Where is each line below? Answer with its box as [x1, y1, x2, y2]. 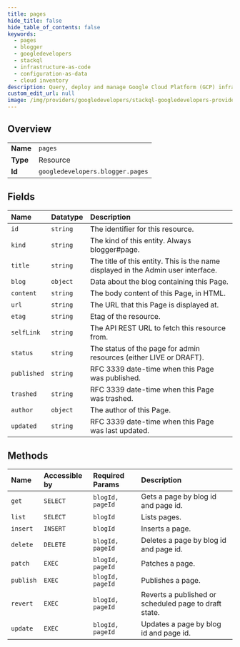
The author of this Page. [90, 404, 171, 414]
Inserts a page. [141, 524, 191, 534]
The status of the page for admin [90, 343, 200, 353]
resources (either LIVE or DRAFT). [90, 352, 204, 362]
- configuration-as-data [14, 70, 88, 77]
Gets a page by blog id [141, 491, 216, 501]
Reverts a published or [141, 590, 216, 600]
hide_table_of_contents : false [7, 24, 101, 31]
